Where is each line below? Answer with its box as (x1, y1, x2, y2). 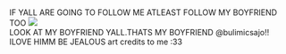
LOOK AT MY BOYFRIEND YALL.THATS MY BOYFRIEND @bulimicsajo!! (9, 27, 270, 37)
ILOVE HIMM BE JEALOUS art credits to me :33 (9, 36, 183, 47)
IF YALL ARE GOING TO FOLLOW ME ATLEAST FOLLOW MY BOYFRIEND (9, 7, 278, 18)
